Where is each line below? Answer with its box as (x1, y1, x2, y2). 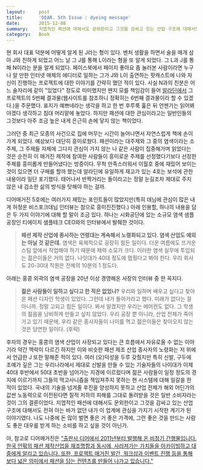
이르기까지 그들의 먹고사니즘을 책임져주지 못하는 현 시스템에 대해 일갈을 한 (17, 377, 192, 384)
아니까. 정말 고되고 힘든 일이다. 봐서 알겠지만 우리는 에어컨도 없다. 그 (21, 303, 182, 310)
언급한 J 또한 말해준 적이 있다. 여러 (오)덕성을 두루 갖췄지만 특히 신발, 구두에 (12, 354, 192, 361)
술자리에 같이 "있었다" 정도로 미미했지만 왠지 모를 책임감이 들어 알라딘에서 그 (12, 87, 193, 94)
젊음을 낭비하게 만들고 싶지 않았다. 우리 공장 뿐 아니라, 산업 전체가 (27, 311, 182, 318)
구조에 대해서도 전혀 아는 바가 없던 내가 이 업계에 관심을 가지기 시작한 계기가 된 (6, 407, 192, 414)
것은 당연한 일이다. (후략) (21, 326, 80, 333)
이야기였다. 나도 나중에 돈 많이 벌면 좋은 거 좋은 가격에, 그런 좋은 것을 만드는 (6, 414, 185, 421)
